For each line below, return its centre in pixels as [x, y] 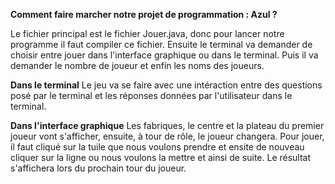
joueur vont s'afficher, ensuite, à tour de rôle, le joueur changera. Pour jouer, [167, 136]
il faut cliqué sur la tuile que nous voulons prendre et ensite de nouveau [157, 147]
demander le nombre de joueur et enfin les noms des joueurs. [137, 65]
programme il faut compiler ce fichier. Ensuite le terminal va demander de [161, 44]
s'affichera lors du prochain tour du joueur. [98, 168]
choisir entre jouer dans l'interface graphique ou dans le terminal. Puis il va [164, 55]
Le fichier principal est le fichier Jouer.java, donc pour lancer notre [147, 33]
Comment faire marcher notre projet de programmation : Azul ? [144, 14]
